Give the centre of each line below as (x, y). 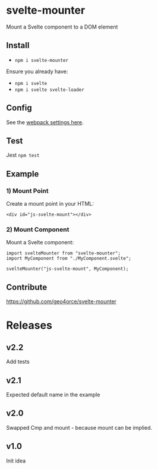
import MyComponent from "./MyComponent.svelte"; (69, 259)
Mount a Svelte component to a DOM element (62, 27)
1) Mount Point (27, 191)
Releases (29, 325)
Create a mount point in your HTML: (50, 204)
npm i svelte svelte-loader (49, 90)
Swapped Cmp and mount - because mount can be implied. (79, 427)
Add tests (18, 362)
